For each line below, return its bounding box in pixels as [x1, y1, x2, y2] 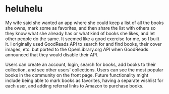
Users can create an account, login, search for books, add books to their [5, 61, 156, 67]
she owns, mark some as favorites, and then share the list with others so [5, 25, 156, 31]
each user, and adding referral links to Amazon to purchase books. [5, 82, 144, 88]
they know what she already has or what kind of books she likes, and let [5, 30, 155, 36]
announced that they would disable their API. [5, 51, 98, 58]
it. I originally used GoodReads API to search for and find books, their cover [5, 41, 162, 47]
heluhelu [5, 3, 43, 15]
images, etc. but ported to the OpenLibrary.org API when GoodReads [5, 46, 149, 52]
